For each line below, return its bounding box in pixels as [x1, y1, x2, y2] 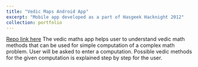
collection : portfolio [6, 19, 62, 25]
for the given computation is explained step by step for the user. [6, 54, 162, 62]
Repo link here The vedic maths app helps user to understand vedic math [6, 36, 185, 43]
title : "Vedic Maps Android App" [6, 8, 89, 15]
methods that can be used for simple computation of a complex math [6, 42, 175, 49]
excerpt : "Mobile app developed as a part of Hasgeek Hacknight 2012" [6, 14, 184, 20]
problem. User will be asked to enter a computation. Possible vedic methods [6, 48, 193, 55]
